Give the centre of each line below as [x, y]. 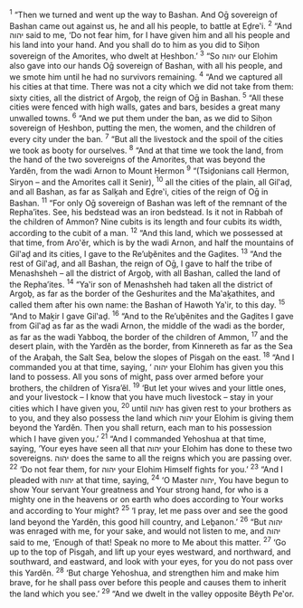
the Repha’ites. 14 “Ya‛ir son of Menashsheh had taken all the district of [141, 283]
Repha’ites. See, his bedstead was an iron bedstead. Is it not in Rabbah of [146, 213]
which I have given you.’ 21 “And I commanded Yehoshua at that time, [138, 438]
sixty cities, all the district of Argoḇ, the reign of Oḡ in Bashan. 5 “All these [147, 97]
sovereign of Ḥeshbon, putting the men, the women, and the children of [142, 128]
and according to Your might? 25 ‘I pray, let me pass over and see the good [149, 510]
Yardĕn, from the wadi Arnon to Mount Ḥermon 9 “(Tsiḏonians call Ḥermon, [149, 170]
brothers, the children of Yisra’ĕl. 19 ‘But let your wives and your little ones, [148, 386]
